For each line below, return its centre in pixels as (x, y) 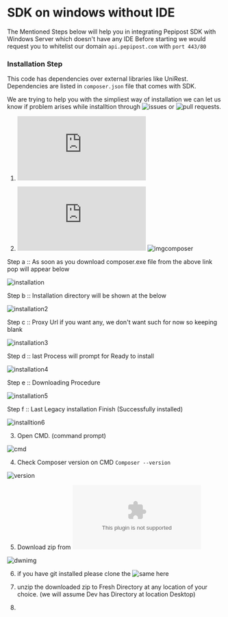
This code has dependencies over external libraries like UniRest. (98, 79)
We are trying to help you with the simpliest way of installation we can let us (114, 99)
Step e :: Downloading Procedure (54, 383)
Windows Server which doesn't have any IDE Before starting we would (106, 38)
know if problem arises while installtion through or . (114, 107)
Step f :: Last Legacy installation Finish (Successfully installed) (95, 409)
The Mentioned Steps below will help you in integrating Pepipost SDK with (112, 32)
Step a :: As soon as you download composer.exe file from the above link (110, 262)
